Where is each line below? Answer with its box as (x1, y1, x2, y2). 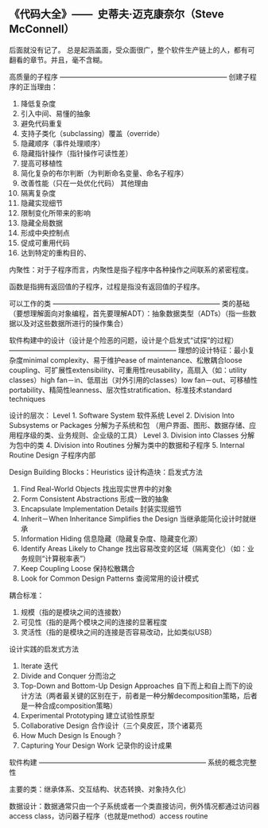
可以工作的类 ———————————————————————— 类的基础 (9, 298, 250, 308)
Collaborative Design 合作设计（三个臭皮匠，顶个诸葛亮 (20, 721, 203, 730)
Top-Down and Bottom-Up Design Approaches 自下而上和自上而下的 (20, 681, 247, 690)
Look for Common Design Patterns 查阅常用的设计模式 (20, 573, 200, 583)
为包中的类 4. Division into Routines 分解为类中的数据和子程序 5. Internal (9, 440, 245, 449)
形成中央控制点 (20, 227, 70, 237)
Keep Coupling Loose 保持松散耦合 (20, 563, 135, 573)
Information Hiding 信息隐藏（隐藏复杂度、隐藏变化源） (20, 534, 202, 543)
